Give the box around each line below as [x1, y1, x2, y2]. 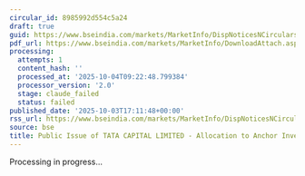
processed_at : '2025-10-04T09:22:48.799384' [17, 73, 189, 82]
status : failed [17, 97, 75, 107]
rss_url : [9, 114, 43, 123]
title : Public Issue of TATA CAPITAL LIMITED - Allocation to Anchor [9, 132, 279, 141]
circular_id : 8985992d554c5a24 [9, 13, 128, 23]
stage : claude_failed [17, 89, 100, 98]
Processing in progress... [9, 156, 103, 167]
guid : [9, 30, 30, 39]
